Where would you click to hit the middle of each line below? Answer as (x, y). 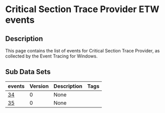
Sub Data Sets (28, 72)
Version (39, 86)
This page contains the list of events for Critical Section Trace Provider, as (82, 51)
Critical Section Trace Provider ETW (82, 9)
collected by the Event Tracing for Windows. (51, 56)
